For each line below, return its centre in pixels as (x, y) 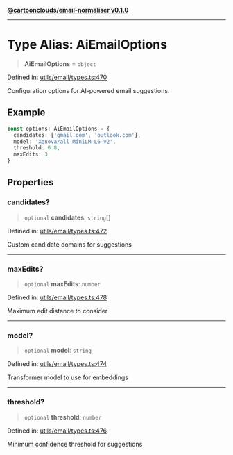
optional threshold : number (63, 417)
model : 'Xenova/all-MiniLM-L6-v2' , (65, 142)
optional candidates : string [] (67, 217)
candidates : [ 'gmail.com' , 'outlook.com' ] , (77, 135)
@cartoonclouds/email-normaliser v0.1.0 (68, 10)
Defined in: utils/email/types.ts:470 (57, 77)
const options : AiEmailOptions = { (59, 129)
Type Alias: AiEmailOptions (87, 45)
